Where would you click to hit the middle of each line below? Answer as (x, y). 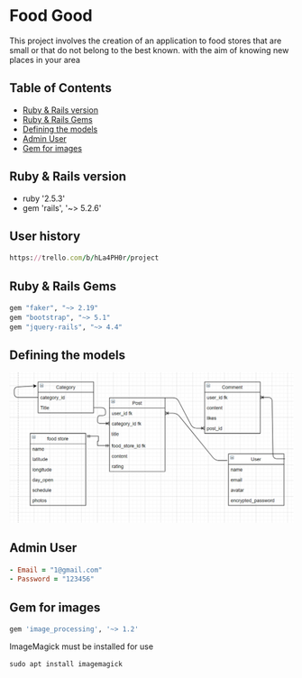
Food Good (51, 16)
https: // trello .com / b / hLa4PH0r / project (84, 258)
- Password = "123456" (52, 579)
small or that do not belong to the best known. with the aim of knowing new (149, 50)
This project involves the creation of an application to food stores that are (146, 41)
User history (45, 236)
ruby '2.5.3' (44, 198)
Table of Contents (61, 88)
